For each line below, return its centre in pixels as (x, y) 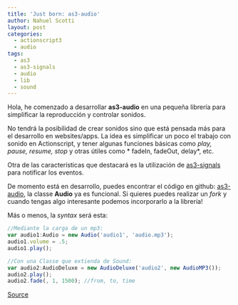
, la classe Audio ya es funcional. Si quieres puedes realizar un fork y (125, 194)
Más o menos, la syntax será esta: (58, 215)
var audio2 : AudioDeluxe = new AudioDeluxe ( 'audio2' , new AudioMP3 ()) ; (114, 268)
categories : (25, 34)
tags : (15, 54)
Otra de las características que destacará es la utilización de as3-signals (114, 165)
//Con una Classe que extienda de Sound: (70, 261)
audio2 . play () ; (30, 274)
